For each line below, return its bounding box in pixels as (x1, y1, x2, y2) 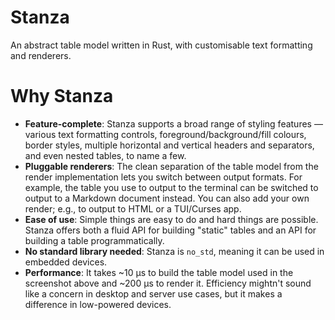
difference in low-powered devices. (24, 298, 172, 310)
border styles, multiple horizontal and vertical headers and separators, (24, 139, 315, 151)
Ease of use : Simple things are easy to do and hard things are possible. (24, 213, 319, 225)
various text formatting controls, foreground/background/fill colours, (24, 128, 307, 140)
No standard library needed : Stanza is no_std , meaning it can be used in (24, 245, 325, 257)
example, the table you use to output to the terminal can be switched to (24, 181, 319, 193)
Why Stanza (10, 85, 114, 108)
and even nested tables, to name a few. (24, 149, 187, 161)
